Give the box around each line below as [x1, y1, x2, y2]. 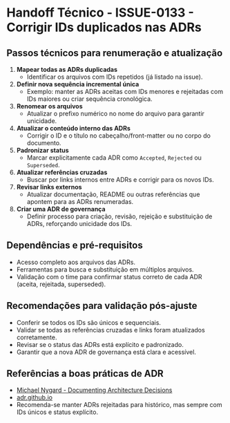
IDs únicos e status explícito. [16, 408, 98, 416]
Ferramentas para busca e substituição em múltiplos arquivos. [16, 265, 194, 274]
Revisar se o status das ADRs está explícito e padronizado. [16, 340, 184, 348]
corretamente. [16, 333, 57, 341]
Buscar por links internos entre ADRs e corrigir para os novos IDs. [26, 176, 215, 184]
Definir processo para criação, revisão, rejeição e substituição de [26, 212, 213, 220]
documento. [26, 139, 61, 147]
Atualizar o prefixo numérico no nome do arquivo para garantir [26, 109, 205, 117]
